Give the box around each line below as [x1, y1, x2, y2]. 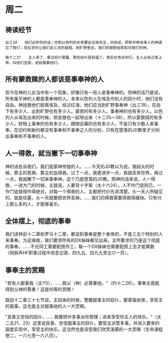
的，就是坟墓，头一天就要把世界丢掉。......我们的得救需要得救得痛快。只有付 [5, 194, 162, 200]
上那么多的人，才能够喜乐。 [5, 200, 62, 207]
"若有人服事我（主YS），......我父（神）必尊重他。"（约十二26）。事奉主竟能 [5, 280, 159, 286]
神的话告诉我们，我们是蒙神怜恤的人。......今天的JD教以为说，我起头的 [5, 163, 150, 169]
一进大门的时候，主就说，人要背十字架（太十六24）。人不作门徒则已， [13, 182, 157, 188]
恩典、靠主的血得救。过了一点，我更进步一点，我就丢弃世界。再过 [26, 169, 163, 175]
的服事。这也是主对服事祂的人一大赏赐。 [5, 303, 88, 309]
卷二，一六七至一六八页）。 [5, 332, 60, 338]
